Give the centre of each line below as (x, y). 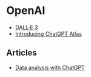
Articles (22, 53)
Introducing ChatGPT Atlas (48, 33)
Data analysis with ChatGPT (50, 67)
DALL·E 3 (26, 27)
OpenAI (26, 11)
